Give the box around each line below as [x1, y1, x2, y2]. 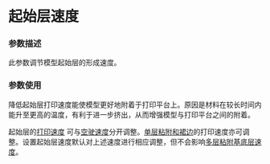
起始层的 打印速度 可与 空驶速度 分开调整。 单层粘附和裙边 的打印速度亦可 [8, 126, 243, 137]
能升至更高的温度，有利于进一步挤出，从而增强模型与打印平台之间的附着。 [8, 109, 255, 119]
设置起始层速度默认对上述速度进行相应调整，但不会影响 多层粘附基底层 [22, 137, 255, 146]
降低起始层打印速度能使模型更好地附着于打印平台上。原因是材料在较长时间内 [8, 100, 262, 109]
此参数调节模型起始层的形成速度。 [8, 58, 121, 68]
